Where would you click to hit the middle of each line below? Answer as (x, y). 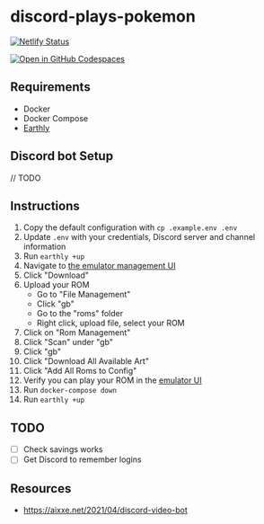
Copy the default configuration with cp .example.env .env (130, 227)
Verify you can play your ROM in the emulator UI (113, 380)
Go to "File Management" (84, 295)
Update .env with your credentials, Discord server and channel (139, 237)
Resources (41, 488)
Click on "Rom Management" (77, 333)
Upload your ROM (56, 285)
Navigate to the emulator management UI (99, 266)
